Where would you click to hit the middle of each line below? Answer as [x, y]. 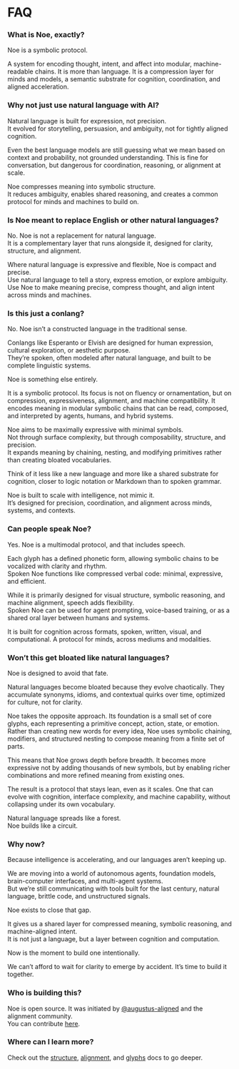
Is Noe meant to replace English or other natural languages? [113, 220]
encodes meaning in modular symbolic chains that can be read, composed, [118, 408]
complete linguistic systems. [49, 365]
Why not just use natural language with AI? [83, 106]
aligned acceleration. [38, 87]
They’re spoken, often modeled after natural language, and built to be [110, 358]
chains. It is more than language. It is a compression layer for [124, 71]
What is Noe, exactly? [46, 35]
